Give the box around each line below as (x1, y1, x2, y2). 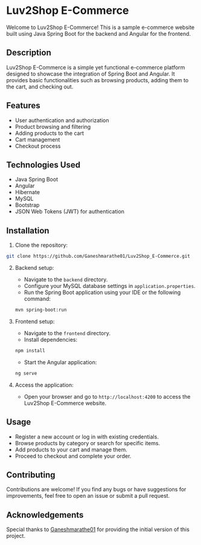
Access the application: (14, 381, 74, 388)
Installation (6, 225, 49, 236)
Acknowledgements (6, 509, 84, 520)
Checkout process (14, 142, 61, 149)
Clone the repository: (14, 241, 68, 249)
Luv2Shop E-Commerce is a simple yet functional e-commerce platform (6, 64, 185, 71)
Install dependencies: (24, 336, 77, 343)
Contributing (6, 469, 56, 480)
